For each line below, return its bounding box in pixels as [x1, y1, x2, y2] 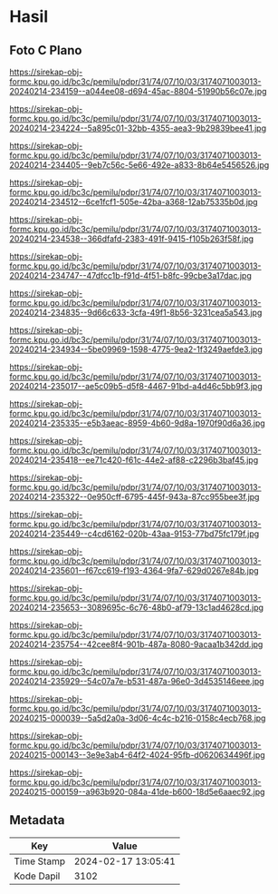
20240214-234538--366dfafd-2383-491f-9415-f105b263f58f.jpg [9, 233, 254, 244]
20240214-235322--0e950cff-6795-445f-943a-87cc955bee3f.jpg [9, 492, 260, 502]
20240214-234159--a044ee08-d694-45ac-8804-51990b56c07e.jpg [9, 86, 267, 96]
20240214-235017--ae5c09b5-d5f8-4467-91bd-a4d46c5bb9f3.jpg [9, 381, 263, 391]
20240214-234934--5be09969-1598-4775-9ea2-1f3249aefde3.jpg [9, 344, 263, 355]
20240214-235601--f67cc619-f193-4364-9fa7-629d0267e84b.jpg [9, 565, 260, 575]
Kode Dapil [14, 869, 61, 882]
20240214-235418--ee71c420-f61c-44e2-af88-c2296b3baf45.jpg [9, 455, 259, 465]
